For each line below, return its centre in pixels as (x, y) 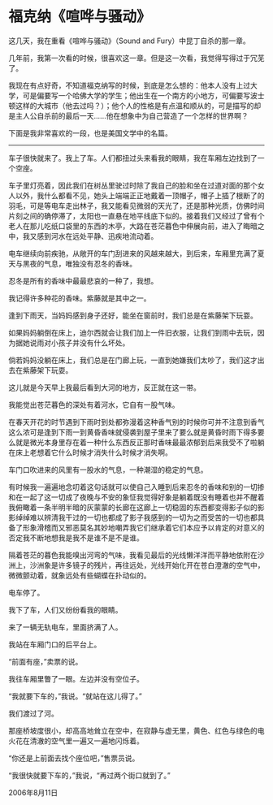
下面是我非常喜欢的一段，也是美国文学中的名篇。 (90, 133)
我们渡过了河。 (33, 713)
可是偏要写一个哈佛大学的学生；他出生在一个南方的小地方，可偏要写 (136, 95)
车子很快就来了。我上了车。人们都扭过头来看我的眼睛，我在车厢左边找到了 (133, 158)
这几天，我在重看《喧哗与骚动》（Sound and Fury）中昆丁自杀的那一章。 (129, 41)
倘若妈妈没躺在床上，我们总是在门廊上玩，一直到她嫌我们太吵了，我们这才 (133, 360)
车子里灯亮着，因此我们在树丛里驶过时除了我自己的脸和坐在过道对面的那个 (133, 185)
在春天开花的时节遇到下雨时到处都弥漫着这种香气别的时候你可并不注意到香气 (136, 422)
